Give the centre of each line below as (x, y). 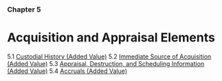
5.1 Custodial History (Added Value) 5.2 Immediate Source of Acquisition (109, 56)
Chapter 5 (24, 10)
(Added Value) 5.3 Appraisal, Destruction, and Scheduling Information (106, 63)
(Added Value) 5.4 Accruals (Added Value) (67, 71)
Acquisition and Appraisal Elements (111, 38)
